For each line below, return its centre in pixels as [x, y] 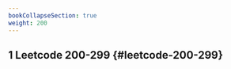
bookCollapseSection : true [53, 15]
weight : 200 [28, 23]
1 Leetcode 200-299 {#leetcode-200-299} [116, 55]
